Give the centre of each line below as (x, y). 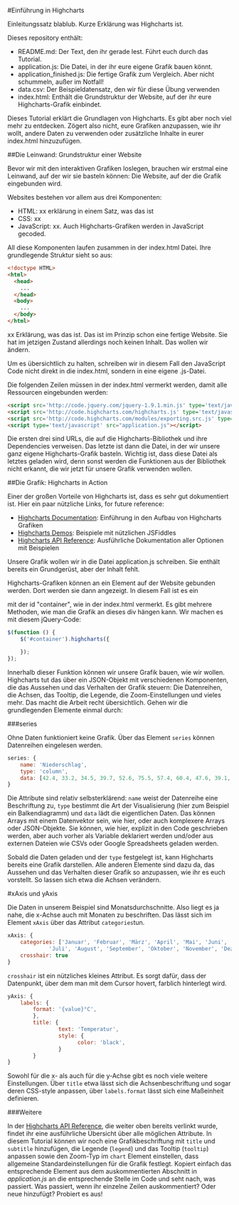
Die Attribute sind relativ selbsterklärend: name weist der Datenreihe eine (113, 798)
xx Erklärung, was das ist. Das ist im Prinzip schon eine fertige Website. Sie (117, 334)
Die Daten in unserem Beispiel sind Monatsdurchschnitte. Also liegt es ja (113, 907)
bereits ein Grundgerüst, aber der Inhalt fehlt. (74, 569)
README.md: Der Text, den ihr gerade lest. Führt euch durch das (113, 52)
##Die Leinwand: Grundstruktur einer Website (75, 155)
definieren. (23, 1098)
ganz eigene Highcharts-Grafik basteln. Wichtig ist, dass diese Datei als (113, 454)
